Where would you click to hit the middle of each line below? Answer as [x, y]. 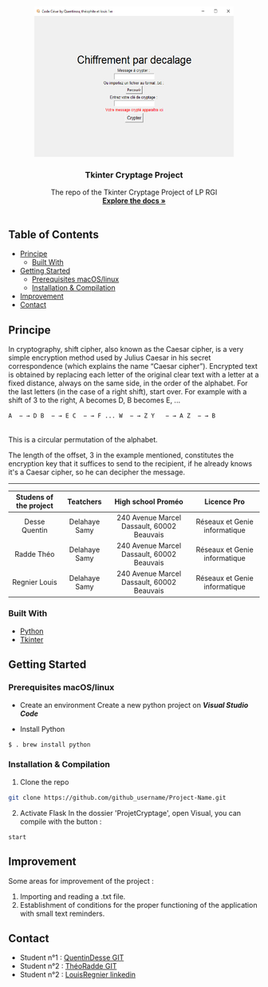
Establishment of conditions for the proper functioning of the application [138, 905]
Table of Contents [54, 234]
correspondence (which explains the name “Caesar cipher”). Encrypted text [133, 366]
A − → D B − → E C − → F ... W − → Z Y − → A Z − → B [112, 416]
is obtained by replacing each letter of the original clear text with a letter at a [134, 374]
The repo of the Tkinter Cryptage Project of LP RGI [134, 192]
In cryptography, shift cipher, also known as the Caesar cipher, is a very [126, 349]
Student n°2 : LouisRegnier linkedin [78, 975]
